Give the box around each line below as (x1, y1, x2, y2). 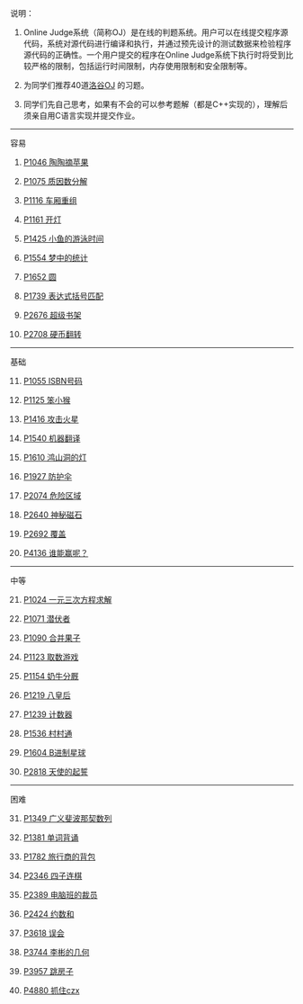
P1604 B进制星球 (22, 748, 86, 757)
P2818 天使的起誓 (22, 766, 89, 776)
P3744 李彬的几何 (22, 947, 90, 957)
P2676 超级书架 (22, 309, 82, 320)
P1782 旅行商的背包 (22, 851, 96, 862)
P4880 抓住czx (22, 985, 80, 996)
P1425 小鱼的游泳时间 (22, 233, 104, 244)
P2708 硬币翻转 (22, 329, 82, 339)
